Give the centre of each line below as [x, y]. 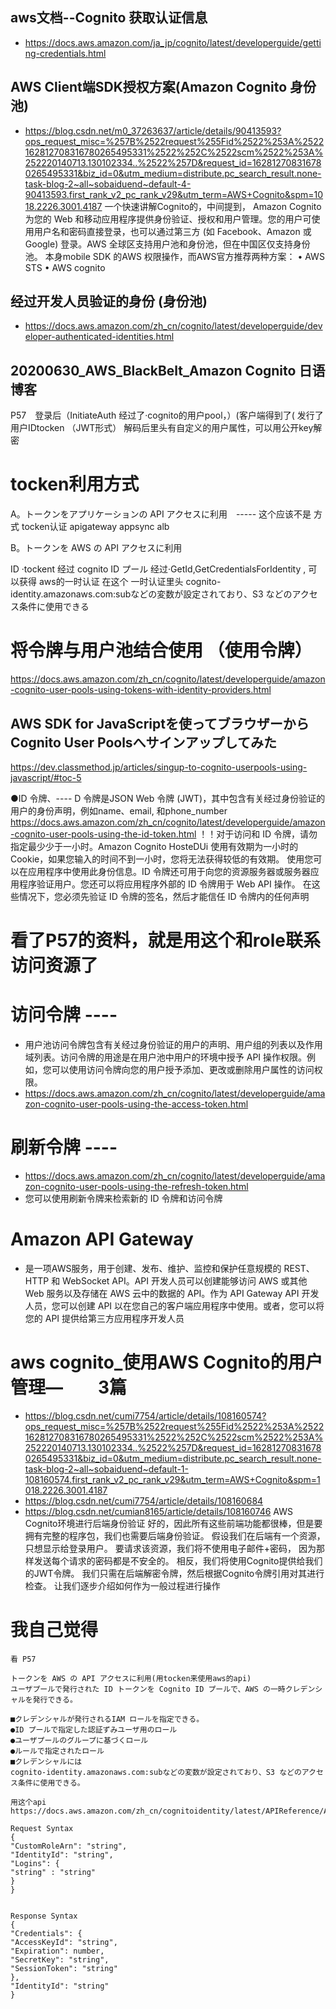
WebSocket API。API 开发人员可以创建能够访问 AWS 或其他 [185, 1280]
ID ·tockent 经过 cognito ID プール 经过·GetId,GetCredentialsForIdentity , [158, 569]
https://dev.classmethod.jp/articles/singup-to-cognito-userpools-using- [159, 767]
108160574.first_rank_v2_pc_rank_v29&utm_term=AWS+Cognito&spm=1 [172, 1479]
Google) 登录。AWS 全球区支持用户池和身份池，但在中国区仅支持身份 [167, 244]
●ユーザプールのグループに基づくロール [79, 1740]
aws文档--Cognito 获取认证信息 [109, 18]
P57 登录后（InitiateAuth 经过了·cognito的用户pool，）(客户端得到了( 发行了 [167, 415]
